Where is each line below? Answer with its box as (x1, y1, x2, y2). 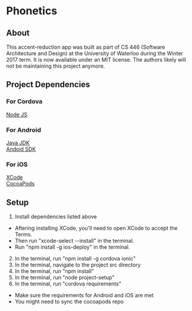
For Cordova (6, 97, 43, 106)
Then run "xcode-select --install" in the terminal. (14, 237, 134, 245)
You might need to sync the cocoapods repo (14, 298, 124, 305)
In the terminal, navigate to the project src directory (14, 261, 141, 268)
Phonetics (6, 4, 58, 18)
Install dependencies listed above (14, 213, 97, 220)
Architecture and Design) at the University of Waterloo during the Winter (6, 50, 183, 57)
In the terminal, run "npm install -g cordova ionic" (14, 255, 136, 262)
